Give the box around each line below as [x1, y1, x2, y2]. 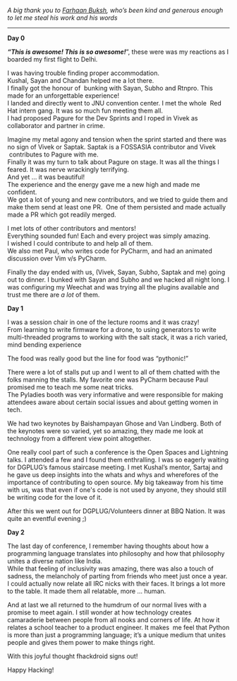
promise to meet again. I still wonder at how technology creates [7, 608, 192, 617]
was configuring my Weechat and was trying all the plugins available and [7, 283, 219, 291]
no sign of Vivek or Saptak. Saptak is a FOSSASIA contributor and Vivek [7, 143, 217, 151]
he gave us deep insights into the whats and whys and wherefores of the [7, 471, 219, 479]
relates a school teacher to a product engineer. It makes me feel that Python [7, 623, 230, 631]
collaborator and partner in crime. [7, 122, 105, 130]
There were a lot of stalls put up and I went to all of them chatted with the [7, 368, 220, 376]
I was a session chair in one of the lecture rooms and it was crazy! [7, 318, 200, 326]
